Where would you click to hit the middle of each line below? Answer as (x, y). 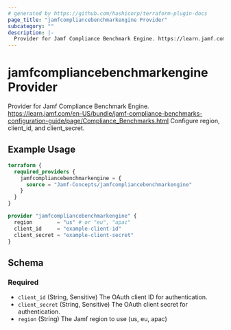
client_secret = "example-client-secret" (74, 235)
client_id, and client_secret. (46, 128)
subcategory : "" (31, 26)
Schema (26, 263)
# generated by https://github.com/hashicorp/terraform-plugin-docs (108, 13)
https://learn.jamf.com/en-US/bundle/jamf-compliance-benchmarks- (105, 114)
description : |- (31, 33)
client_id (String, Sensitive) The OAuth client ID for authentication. (112, 297)
